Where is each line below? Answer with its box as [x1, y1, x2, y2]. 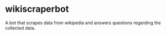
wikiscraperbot [5, 3, 69, 15]
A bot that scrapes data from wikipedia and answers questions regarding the [5, 20, 161, 26]
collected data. [5, 25, 36, 31]
